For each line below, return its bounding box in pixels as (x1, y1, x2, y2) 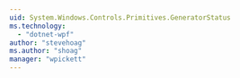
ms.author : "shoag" (9, 47, 83, 56)
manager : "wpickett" (9, 55, 87, 64)
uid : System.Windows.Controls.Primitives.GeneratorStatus (9, 13, 231, 22)
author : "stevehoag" (9, 38, 87, 48)
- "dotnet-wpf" (17, 30, 75, 39)
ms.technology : (9, 22, 67, 30)
